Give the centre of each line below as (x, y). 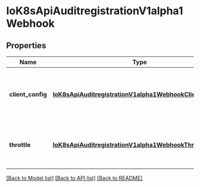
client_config (28, 94)
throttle (20, 145)
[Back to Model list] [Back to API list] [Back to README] (74, 178)
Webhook (31, 23)
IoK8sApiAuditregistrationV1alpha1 (95, 11)
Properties (26, 45)
